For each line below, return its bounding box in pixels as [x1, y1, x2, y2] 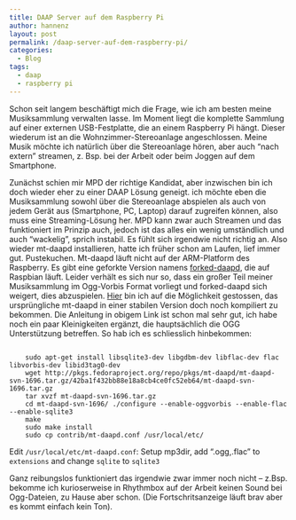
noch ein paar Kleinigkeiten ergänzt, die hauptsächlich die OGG [9, 319, 241, 329]
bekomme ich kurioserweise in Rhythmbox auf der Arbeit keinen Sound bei [9, 482, 283, 492]
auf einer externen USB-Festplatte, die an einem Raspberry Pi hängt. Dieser [9, 122, 285, 133]
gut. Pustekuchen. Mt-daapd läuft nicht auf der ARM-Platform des [9, 252, 250, 263]
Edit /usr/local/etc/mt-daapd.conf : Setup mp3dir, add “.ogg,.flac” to [9, 445, 261, 457]
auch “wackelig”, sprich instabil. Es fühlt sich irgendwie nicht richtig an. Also [9, 233, 288, 244]
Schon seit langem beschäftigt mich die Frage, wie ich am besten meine [9, 103, 272, 114]
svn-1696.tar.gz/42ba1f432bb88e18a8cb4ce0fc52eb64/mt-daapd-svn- [9, 376, 255, 385]
